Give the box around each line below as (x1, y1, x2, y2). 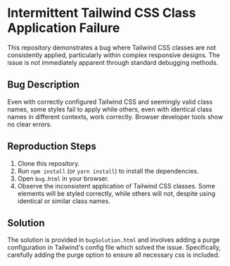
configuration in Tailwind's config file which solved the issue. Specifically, (7, 243, 222, 252)
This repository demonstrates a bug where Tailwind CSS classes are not (7, 43, 217, 52)
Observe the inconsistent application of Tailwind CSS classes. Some (17, 181, 216, 190)
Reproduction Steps (7, 140, 96, 152)
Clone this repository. (17, 159, 80, 167)
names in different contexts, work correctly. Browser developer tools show (7, 112, 224, 121)
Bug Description (7, 79, 79, 91)
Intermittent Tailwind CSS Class (7, 5, 196, 21)
